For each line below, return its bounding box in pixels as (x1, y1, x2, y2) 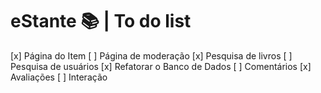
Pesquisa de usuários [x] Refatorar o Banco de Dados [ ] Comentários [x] (10, 60, 312, 72)
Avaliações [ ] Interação (10, 71, 108, 83)
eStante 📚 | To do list (10, 10, 192, 33)
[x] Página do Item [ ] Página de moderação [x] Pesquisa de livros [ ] (10, 49, 293, 62)
